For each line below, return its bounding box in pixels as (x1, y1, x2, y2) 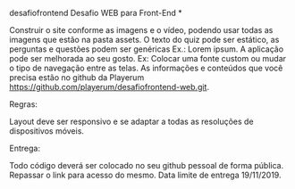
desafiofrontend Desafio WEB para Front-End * (9, 8, 183, 18)
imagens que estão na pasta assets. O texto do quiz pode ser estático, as (9, 35, 280, 45)
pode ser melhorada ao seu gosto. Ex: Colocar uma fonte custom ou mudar (9, 53, 287, 63)
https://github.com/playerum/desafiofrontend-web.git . (9, 82, 210, 92)
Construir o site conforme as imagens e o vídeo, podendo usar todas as (9, 25, 274, 35)
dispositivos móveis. (9, 126, 85, 136)
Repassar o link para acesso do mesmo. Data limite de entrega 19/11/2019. (9, 169, 282, 180)
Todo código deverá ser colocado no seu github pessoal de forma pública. (9, 160, 284, 170)
